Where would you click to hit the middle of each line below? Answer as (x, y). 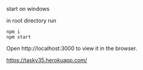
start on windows (28, 9)
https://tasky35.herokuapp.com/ (47, 60)
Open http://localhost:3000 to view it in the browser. (72, 48)
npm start (19, 37)
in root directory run (31, 20)
